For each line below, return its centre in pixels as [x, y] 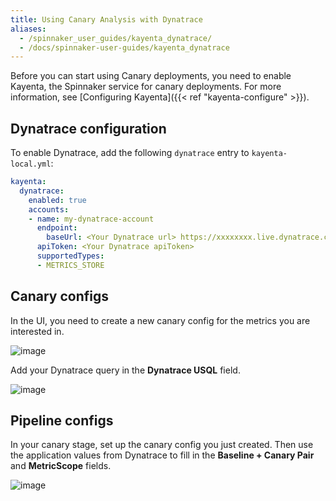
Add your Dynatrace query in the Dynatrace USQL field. [125, 370]
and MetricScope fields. [61, 466]
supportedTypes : [70, 256]
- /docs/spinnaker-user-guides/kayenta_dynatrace [124, 47]
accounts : [49, 209]
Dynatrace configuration [88, 128]
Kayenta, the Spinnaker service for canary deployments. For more [146, 87]
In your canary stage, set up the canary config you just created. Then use [162, 445]
